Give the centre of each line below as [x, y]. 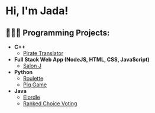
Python [23, 72]
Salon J [32, 66]
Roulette [33, 78]
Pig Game [35, 85]
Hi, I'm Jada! [37, 11]
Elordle [31, 97]
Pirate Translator [43, 53]
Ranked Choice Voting [50, 104]
